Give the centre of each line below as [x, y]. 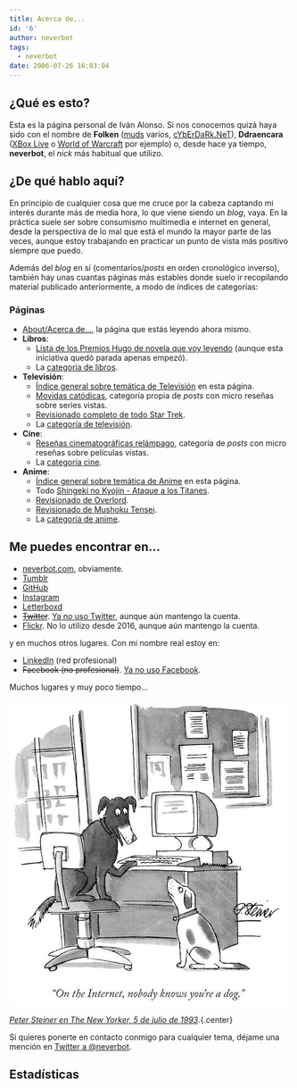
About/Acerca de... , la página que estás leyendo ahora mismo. [136, 329]
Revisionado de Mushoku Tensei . [96, 509]
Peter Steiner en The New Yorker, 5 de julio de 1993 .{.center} [121, 1019]
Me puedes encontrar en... [85, 547]
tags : [19, 47]
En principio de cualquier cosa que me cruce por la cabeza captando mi [141, 203]
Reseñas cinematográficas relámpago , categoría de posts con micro [161, 443]
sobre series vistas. [71, 405]
